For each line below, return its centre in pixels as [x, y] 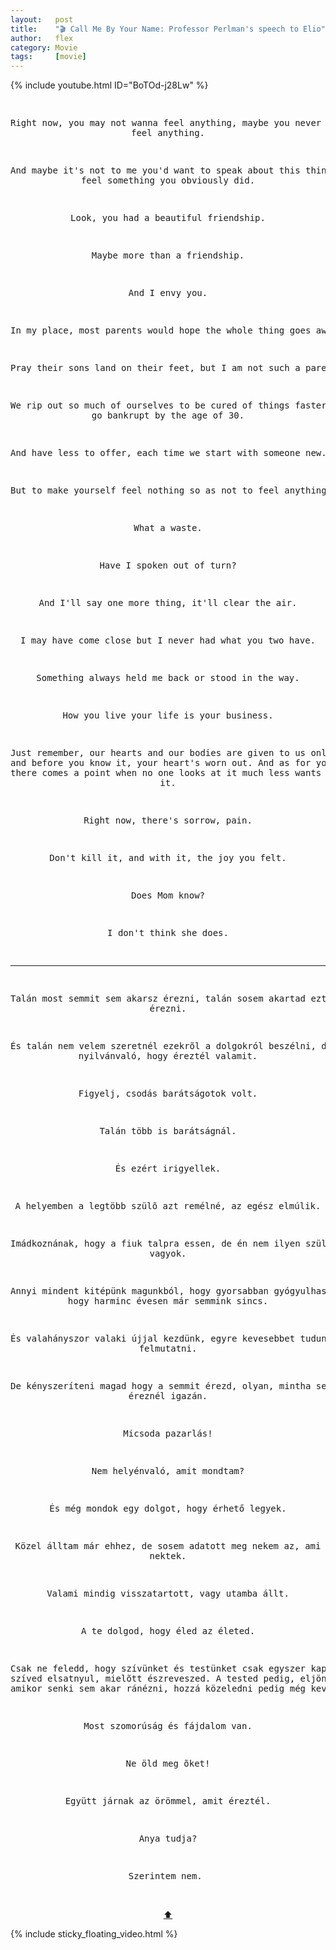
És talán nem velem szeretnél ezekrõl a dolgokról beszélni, [163, 1046]
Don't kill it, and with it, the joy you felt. [168, 858]
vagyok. [168, 1254]
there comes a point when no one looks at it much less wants [166, 773]
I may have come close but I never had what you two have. [167, 640]
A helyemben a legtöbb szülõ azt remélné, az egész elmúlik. [168, 1206]
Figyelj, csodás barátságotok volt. [168, 1094]
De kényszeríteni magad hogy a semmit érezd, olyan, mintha [161, 1386]
